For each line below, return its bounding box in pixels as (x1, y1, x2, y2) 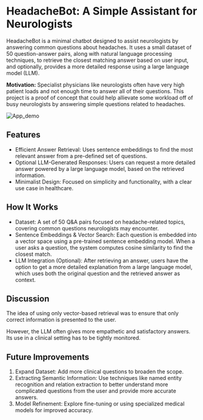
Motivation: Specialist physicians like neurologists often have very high (6, 81, 185, 88)
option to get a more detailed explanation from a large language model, (15, 263, 193, 270)
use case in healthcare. (15, 184, 74, 192)
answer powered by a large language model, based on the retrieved (15, 165, 185, 172)
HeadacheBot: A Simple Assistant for (6, 4, 198, 18)
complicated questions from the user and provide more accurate (15, 387, 177, 395)
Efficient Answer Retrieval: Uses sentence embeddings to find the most (15, 145, 193, 153)
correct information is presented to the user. (6, 316, 117, 324)
